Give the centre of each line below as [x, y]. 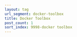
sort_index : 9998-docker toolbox [38, 27]
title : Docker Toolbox [28, 18]
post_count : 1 [19, 23]
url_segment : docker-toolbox [34, 14]
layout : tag [17, 9]
